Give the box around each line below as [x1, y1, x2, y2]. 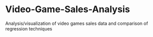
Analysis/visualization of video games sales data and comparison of [5, 20, 148, 26]
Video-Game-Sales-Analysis [5, 4, 130, 15]
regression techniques [5, 25, 53, 31]
